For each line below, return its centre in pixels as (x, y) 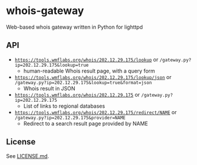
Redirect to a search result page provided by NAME (86, 123)
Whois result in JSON (49, 88)
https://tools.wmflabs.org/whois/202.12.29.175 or (77, 94)
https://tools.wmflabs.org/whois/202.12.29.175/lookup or (86, 59)
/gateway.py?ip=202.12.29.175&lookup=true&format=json (83, 82)
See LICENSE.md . (28, 156)
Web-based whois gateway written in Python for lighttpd (74, 27)
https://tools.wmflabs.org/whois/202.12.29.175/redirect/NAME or (96, 112)
